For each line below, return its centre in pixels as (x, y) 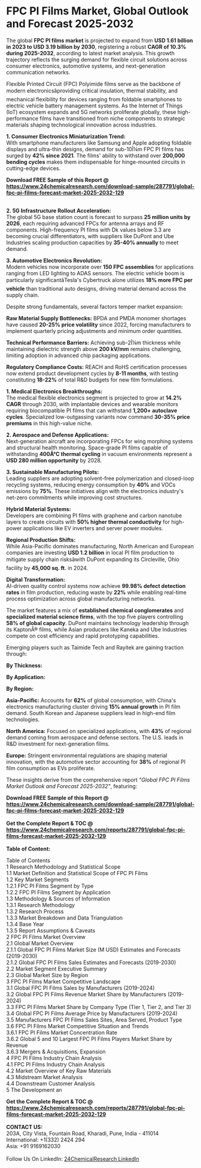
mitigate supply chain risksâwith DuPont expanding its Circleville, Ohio (93, 559)
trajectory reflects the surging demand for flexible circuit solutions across (97, 59)
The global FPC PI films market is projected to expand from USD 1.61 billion (100, 40)
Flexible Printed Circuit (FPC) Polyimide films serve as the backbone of (94, 84)
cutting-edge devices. (33, 168)
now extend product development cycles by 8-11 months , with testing (92, 373)
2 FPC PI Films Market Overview (46, 936)
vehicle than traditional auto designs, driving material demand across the (96, 289)
